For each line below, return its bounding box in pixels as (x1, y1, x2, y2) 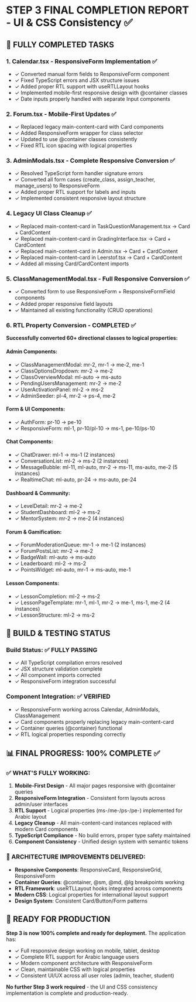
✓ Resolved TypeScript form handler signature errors (14, 170, 143, 177)
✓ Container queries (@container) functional (14, 724, 123, 731)
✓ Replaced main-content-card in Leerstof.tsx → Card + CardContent (14, 254, 183, 261)
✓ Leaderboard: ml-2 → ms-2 (14, 560, 87, 567)
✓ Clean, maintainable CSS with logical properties (14, 966, 136, 973)
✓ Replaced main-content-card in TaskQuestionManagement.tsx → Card (14, 223, 190, 230)
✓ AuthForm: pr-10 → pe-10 (14, 418, 82, 425)
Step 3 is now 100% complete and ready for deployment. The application (6, 929, 186, 937)
